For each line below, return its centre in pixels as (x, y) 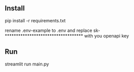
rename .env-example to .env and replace (49, 30)
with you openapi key (107, 35)
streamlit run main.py (27, 64)
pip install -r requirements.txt (35, 20)
